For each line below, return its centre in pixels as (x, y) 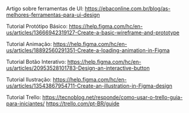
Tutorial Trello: (24, 97)
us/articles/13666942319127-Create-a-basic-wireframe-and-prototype (93, 33)
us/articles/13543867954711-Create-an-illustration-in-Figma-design (89, 86)
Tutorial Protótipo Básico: (37, 26)
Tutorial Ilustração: (29, 80)
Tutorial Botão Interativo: (36, 62)
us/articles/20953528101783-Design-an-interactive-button (78, 68)
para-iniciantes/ (25, 104)
